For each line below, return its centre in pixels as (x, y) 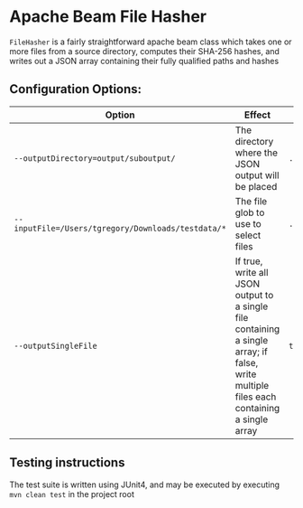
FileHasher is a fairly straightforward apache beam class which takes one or (151, 42)
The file (251, 201)
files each (256, 397)
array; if (251, 352)
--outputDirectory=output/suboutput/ (95, 158)
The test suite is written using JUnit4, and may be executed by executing (145, 484)
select (248, 235)
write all (252, 272)
